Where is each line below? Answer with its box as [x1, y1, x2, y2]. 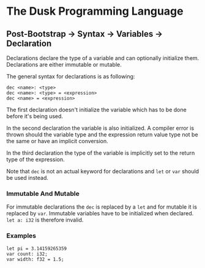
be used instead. [6, 174, 49, 181]
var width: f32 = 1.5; [6, 256, 64, 262]
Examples [6, 231, 37, 240]
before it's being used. [6, 113, 63, 120]
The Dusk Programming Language [6, 4, 184, 18]
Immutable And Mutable [6, 189, 80, 198]
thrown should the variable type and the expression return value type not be [6, 131, 198, 138]
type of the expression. [6, 156, 65, 163]
